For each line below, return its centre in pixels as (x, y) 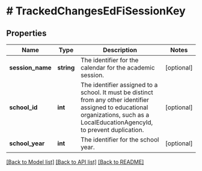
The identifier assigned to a (119, 85)
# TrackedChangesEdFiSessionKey (96, 11)
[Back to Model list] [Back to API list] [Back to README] (75, 162)
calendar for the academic (118, 67)
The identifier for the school (120, 139)
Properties (26, 33)
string (66, 67)
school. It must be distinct (117, 92)
